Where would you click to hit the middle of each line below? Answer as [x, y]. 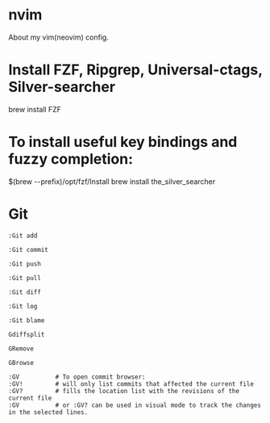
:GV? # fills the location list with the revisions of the [124, 391]
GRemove [21, 349]
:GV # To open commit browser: [77, 377]
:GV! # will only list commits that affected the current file [131, 384]
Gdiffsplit [27, 334]
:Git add [23, 236]
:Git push [25, 264]
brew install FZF [35, 109]
